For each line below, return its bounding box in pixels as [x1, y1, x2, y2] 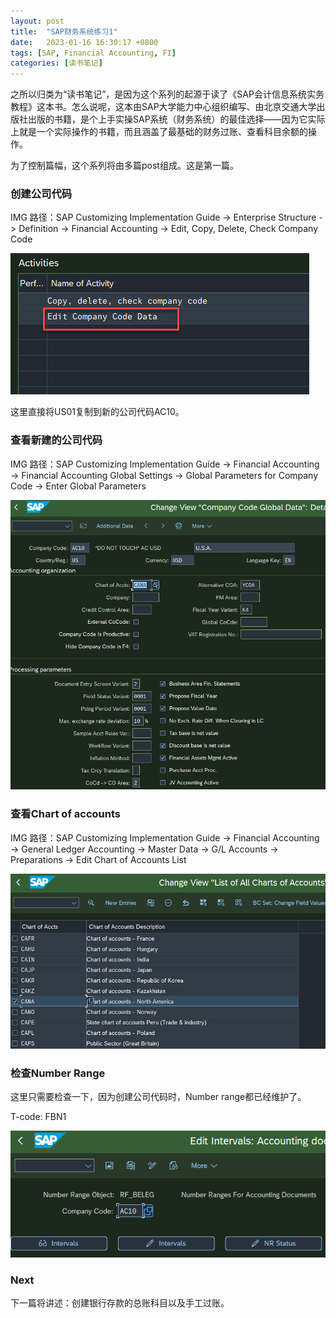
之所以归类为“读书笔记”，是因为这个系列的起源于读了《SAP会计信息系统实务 [10, 88, 325, 100]
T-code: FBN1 [10, 1110, 67, 1122]
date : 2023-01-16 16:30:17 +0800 [10, 37, 159, 47]
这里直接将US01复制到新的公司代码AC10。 [10, 406, 185, 418]
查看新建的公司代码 [10, 433, 103, 447]
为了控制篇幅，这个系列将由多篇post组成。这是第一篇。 [10, 160, 239, 172]
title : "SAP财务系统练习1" [10, 26, 118, 37]
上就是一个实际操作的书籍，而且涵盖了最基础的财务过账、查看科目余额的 [10, 126, 308, 138]
